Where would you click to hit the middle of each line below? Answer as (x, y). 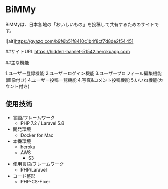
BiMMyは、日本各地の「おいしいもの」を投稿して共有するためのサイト (80, 24)
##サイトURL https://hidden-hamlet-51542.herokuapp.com (68, 51)
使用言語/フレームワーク (38, 164)
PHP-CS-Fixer (35, 181)
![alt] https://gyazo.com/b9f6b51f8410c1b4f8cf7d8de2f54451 (69, 41)
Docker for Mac (37, 135)
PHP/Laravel (34, 169)
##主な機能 (17, 62)
